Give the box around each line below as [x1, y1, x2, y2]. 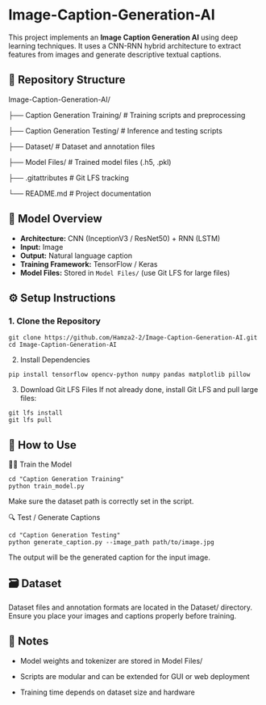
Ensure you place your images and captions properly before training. [8, 610, 237, 620]
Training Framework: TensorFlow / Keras [19, 259, 158, 268]
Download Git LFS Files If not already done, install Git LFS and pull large [19, 385, 259, 395]
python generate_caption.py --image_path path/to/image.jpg [8, 538, 215, 547]
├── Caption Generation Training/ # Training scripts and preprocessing [8, 110, 246, 120]
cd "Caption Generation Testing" [8, 531, 121, 539]
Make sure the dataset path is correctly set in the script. [8, 496, 194, 506]
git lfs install [8, 409, 63, 417]
